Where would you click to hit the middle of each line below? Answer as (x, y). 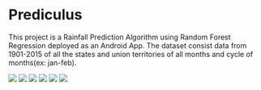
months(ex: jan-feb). (43, 63)
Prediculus (45, 15)
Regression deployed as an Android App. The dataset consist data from (128, 45)
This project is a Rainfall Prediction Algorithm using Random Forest (120, 37)
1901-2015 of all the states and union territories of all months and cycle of (131, 54)
